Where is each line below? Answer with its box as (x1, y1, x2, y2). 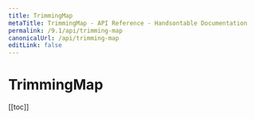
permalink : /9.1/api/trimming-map (8, 26, 124, 34)
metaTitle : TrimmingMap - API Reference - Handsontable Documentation (8, 19, 248, 27)
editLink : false (8, 42, 62, 50)
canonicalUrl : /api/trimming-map (8, 34, 120, 42)
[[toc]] (8, 102, 29, 112)
